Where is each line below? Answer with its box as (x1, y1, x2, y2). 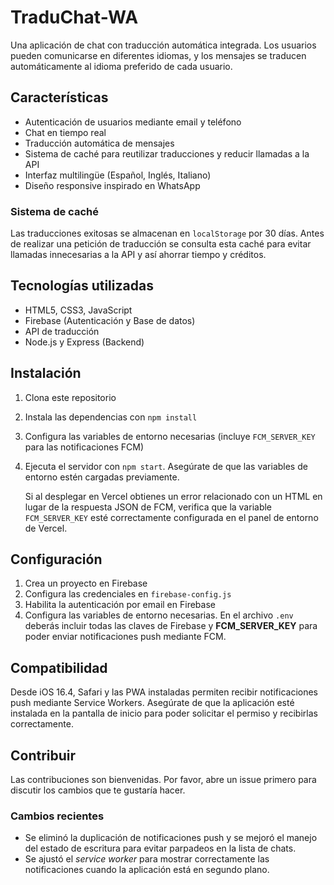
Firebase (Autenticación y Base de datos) (24, 314, 196, 326)
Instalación (10, 365, 82, 382)
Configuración (10, 551, 103, 568)
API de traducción (24, 325, 100, 337)
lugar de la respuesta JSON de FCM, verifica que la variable (24, 501, 273, 513)
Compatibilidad (10, 659, 108, 676)
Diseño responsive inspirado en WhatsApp (24, 179, 201, 191)
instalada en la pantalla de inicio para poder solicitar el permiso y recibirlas (10, 707, 318, 720)
